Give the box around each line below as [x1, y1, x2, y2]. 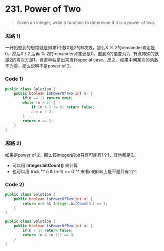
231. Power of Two [5, 3, 82, 15]
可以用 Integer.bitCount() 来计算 [12, 162, 78, 168]
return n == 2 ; [22, 118, 54, 123]
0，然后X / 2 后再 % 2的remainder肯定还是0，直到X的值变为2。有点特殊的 [5, 51, 155, 57]
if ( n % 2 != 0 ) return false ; [31, 105, 95, 110]
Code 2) [5, 181, 24, 188]
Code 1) [5, 76, 23, 83]
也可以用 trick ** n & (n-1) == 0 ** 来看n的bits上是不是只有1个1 [12, 168, 137, 174]
